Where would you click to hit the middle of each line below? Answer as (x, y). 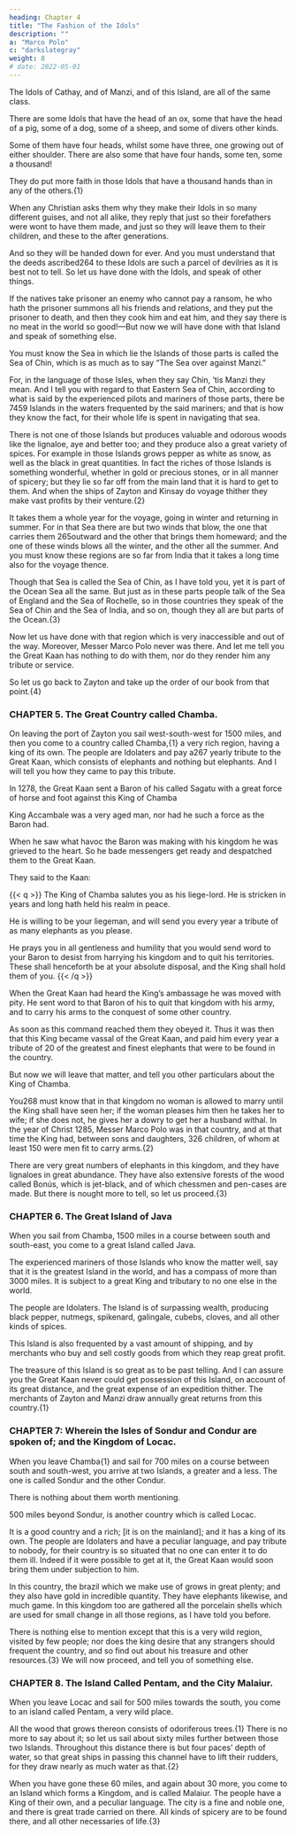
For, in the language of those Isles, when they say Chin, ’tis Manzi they (137, 379)
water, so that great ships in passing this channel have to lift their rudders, (144, 1757)
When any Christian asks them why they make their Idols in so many (133, 207)
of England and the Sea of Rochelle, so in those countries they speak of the (147, 600)
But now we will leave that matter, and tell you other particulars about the (142, 1075)
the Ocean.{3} (35, 619)
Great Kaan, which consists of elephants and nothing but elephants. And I (143, 762)
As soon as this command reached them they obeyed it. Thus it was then (142, 1029)
